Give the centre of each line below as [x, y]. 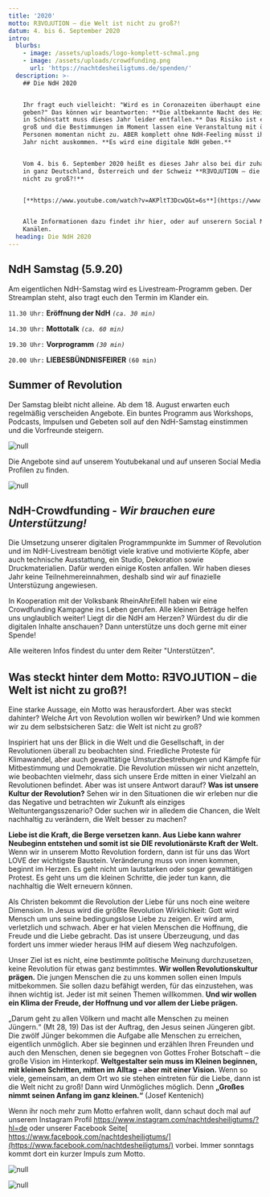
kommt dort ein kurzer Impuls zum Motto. [77, 1154]
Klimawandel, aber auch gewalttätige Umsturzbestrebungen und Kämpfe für [135, 759]
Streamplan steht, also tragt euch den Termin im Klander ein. [109, 297]
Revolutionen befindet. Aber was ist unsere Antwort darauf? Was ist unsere [133, 785]
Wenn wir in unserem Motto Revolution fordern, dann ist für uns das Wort [129, 852]
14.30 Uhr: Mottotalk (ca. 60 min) [66, 328]
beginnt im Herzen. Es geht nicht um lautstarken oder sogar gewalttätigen [131, 869]
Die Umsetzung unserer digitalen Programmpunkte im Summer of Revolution [135, 543]
